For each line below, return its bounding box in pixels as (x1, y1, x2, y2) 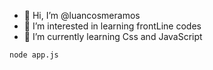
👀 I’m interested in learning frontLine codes (23, 20, 202, 32)
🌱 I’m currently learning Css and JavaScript (23, 31, 203, 42)
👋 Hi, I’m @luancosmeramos (23, 10, 141, 21)
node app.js (9, 50, 59, 60)
